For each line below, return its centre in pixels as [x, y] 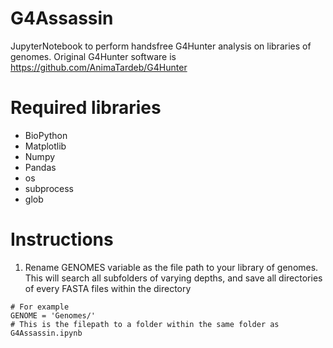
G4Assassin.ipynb [46, 333]
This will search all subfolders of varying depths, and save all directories [173, 278]
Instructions [62, 239]
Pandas [40, 167]
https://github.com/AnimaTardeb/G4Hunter [99, 67]
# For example [40, 307]
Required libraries [86, 108]
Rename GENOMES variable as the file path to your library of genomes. [171, 267]
